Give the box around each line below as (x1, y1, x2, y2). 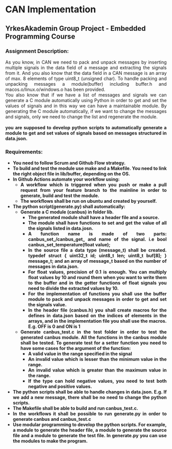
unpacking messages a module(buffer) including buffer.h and (5, 81, 167, 87)
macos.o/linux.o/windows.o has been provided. (5, 86, 105, 92)
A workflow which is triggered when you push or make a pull (20, 182, 167, 188)
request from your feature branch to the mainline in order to (20, 187, 167, 193)
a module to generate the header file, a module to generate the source (12, 427, 167, 433)
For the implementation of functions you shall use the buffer (28, 291, 167, 297)
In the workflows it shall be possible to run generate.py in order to (12, 411, 167, 417)
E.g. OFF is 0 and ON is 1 (28, 323, 80, 329)
